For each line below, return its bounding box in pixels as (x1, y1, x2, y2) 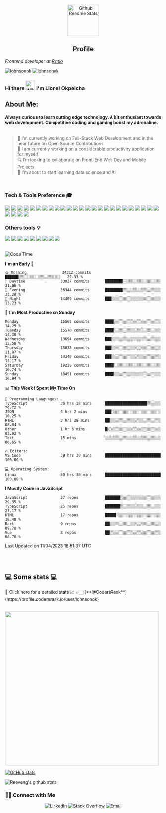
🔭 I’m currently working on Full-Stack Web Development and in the (17, 135, 154, 141)
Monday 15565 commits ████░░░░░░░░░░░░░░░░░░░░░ (5, 319, 161, 324)
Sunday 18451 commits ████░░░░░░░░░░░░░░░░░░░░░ (5, 371, 161, 376)
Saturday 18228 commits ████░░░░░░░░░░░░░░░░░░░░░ (5, 363, 161, 368)
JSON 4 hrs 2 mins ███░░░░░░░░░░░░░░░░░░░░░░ (5, 409, 161, 414)
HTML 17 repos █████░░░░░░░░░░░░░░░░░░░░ (5, 512, 161, 518)
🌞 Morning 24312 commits (5, 270, 91, 275)
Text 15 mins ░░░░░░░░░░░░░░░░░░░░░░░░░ (5, 435, 161, 440)
